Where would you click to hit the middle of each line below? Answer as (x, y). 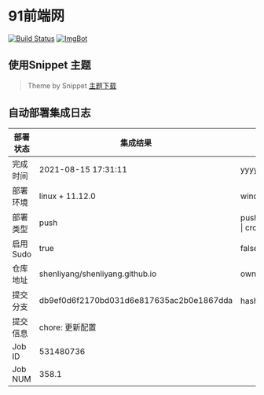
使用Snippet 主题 (50, 65)
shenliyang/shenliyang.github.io (98, 274)
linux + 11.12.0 (67, 196)
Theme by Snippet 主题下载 (72, 85)
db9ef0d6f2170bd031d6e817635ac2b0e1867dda (136, 300)
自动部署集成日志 (49, 113)
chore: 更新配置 (68, 327)
